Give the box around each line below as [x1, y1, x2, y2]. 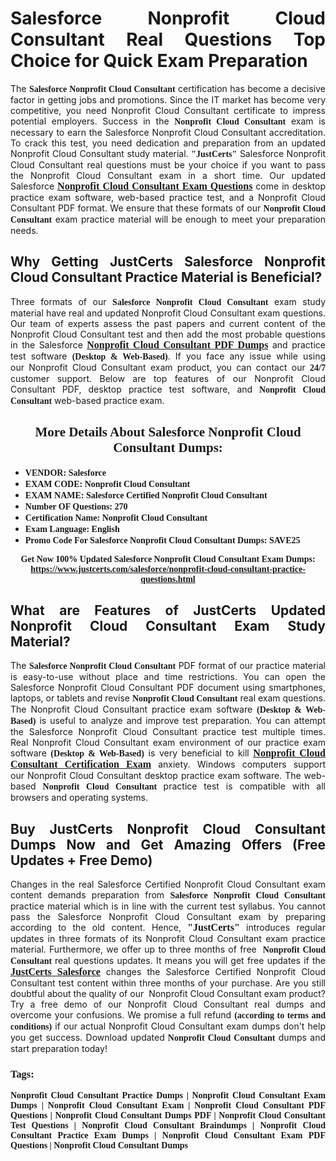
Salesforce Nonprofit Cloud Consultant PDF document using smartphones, [10, 682, 326, 694]
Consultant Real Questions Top [10, 28, 326, 51]
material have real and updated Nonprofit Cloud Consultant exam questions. [10, 307, 326, 319]
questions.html [140, 573, 196, 584]
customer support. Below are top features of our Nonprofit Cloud [10, 372, 326, 384]
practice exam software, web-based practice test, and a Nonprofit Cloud [10, 191, 326, 203]
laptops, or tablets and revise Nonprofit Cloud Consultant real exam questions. [10, 692, 327, 704]
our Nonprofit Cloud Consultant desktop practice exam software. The [10, 770, 302, 782]
